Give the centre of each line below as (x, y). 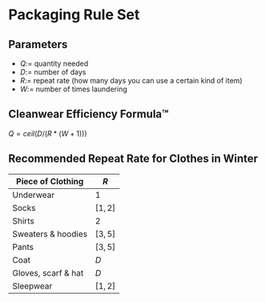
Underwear (33, 195)
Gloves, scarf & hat (48, 272)
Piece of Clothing (50, 181)
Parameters (38, 44)
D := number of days (53, 72)
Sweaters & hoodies (50, 234)
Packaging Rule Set (74, 15)
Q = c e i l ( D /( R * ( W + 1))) (48, 133)
